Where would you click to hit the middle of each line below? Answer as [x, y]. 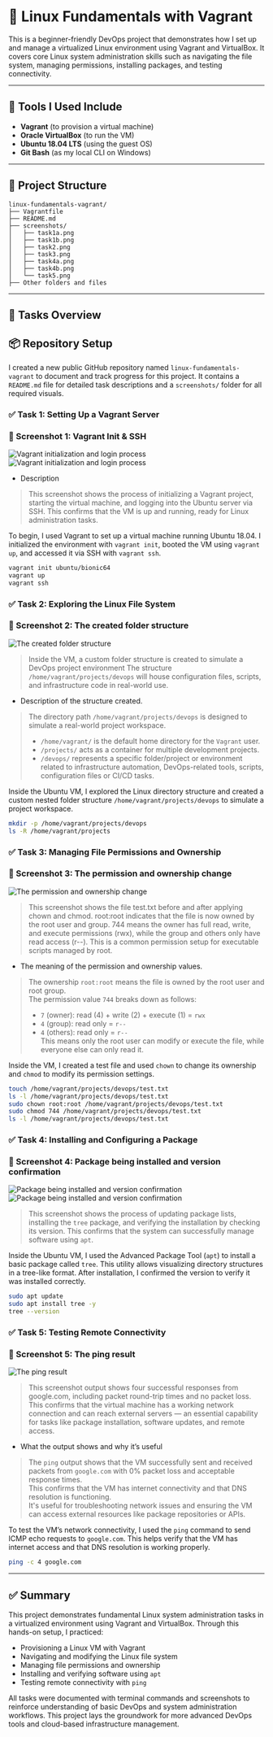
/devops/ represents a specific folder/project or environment [141, 758]
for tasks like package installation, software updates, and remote [136, 1422]
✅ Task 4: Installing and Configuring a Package [103, 1140]
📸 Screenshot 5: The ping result [72, 1354]
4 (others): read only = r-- [84, 1032]
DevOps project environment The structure [100, 668]
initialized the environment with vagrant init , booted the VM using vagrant [134, 544]
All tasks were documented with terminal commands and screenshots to [129, 1698]
